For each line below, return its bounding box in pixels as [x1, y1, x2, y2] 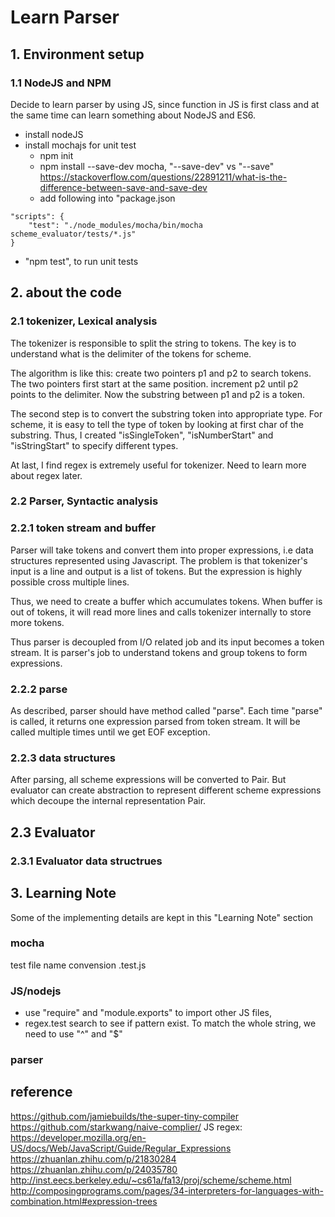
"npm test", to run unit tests [24, 255, 139, 267]
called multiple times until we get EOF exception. [10, 726, 211, 738]
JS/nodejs [10, 984, 62, 998]
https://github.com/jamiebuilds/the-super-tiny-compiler [10, 1110, 239, 1122]
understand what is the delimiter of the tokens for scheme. [10, 347, 252, 360]
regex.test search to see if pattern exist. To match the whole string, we [24, 1017, 317, 1030]
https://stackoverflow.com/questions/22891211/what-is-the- [39, 171, 288, 183]
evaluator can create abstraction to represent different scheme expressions [10, 784, 322, 796]
